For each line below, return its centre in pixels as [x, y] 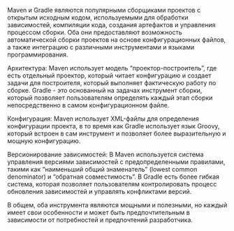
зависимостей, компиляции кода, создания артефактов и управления [111, 25]
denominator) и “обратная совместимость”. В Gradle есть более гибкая [114, 177]
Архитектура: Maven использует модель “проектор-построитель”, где [112, 68]
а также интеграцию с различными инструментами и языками [101, 47]
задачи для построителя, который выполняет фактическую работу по [112, 83]
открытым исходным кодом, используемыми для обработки [98, 17]
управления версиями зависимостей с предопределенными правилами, [116, 162]
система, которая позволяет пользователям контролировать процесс [112, 184]
